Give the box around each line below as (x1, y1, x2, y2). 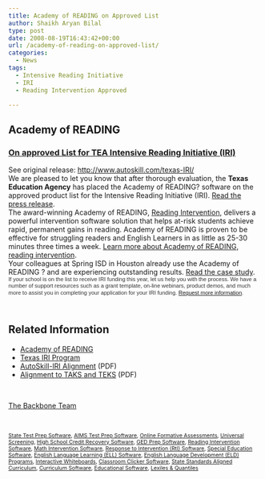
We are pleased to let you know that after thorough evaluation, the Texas (8, 174, 249, 183)
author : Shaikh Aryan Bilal (8, 19, 102, 27)
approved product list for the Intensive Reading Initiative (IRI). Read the (8, 191, 242, 200)
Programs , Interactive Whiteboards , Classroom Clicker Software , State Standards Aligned (8, 457, 233, 465)
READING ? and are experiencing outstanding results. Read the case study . (8, 268, 255, 277)
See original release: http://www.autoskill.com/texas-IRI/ (8, 165, 195, 175)
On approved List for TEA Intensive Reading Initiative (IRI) (8, 147, 236, 158)
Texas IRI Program (19, 352, 81, 362)
